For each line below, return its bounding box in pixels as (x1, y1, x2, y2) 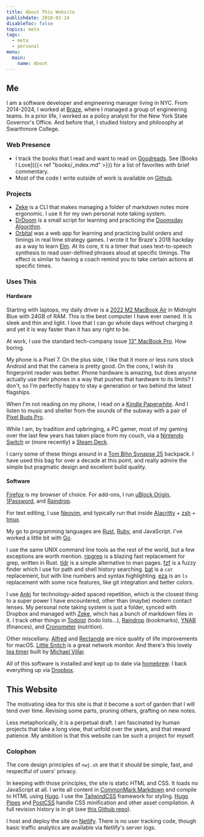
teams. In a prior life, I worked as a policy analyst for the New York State (6, 112, 188, 120)
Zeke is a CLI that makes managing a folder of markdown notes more (15, 203, 189, 210)
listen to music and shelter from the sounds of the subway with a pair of (6, 407, 188, 415)
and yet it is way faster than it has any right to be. (6, 326, 131, 333)
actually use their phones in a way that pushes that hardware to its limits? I (6, 375, 194, 383)
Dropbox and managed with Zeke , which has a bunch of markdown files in (6, 610, 194, 617)
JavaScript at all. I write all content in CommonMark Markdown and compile (6, 786, 197, 793)
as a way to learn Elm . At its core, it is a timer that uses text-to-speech (15, 242, 192, 250)
